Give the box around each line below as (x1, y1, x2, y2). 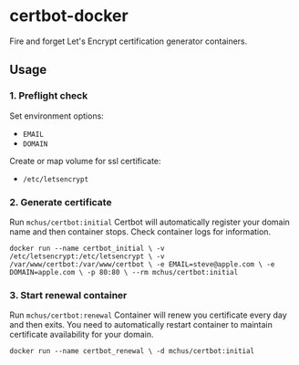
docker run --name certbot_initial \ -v (9, 244, 166, 253)
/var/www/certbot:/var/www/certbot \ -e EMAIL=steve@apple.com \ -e (9, 259, 275, 269)
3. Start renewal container (9, 288, 128, 301)
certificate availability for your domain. (9, 329, 154, 340)
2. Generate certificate (9, 195, 112, 208)
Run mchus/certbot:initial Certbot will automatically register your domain (9, 216, 290, 227)
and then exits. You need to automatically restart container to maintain (9, 319, 273, 330)
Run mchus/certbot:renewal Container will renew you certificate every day (9, 309, 287, 320)
